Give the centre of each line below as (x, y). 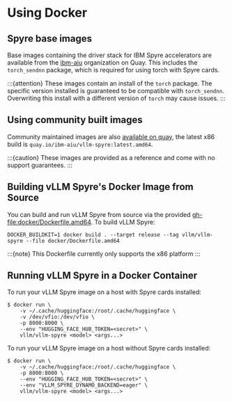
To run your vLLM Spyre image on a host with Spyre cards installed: (105, 292)
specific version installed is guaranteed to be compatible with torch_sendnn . (116, 91)
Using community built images (75, 120)
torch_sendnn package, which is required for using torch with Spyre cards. (114, 70)
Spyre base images (50, 39)
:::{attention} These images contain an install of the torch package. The (110, 83)
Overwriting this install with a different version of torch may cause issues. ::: (116, 98)
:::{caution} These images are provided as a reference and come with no (111, 157)
